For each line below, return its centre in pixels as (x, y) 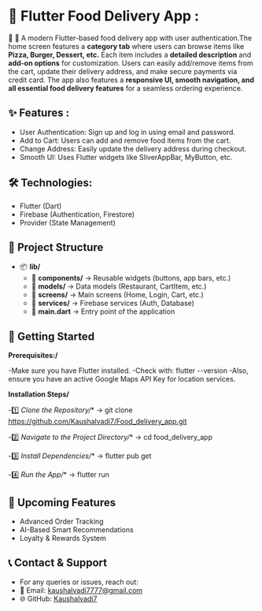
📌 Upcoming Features (62, 503)
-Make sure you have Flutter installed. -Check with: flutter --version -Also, (129, 371)
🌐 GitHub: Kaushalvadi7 (58, 598)
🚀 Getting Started (52, 336)
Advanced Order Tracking (61, 521)
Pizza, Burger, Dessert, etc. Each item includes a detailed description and (130, 54)
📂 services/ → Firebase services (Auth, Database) (113, 304)
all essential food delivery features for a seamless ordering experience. (125, 88)
